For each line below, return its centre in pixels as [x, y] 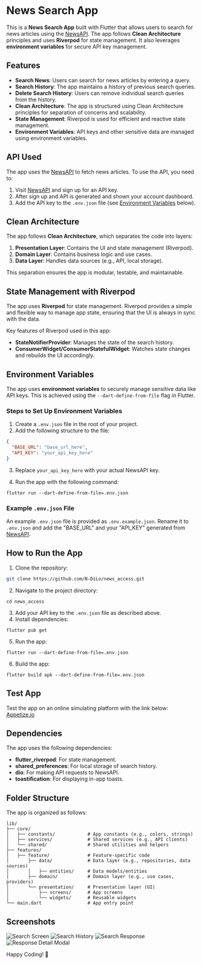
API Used [24, 157]
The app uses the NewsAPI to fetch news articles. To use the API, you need [100, 172]
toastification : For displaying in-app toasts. [69, 779]
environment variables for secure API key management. [77, 47]
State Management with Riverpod [71, 291]
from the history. [36, 99]
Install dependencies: [42, 619]
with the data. [23, 319]
